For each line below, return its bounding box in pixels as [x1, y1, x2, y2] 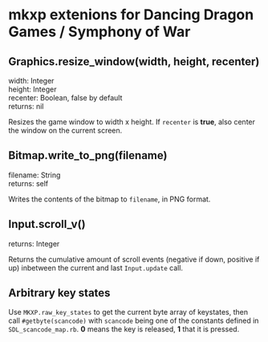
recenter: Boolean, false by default [8, 93, 123, 102]
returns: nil [8, 102, 44, 111]
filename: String [8, 170, 61, 180]
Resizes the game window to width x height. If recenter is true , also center [8, 117, 255, 126]
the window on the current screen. [8, 126, 123, 135]
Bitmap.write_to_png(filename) [8, 149, 168, 162]
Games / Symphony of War [8, 22, 191, 41]
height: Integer [8, 84, 57, 94]
